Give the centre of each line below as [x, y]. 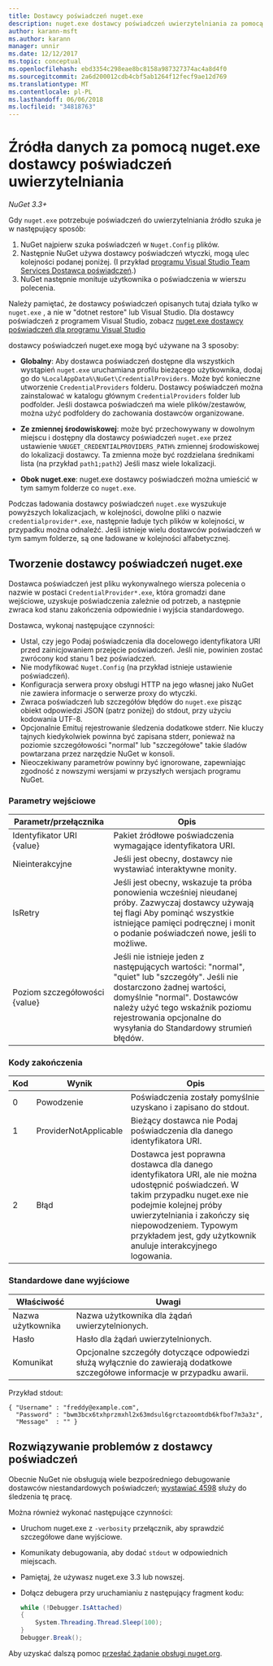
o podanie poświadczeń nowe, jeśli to [185, 934]
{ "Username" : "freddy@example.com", [74, 1407]
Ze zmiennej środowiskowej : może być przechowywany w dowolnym [137, 429]
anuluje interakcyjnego [174, 1246]
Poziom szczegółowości [58, 992]
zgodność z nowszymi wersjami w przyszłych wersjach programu [130, 771]
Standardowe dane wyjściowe [69, 1281]
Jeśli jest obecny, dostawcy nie [173, 859]
